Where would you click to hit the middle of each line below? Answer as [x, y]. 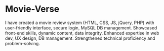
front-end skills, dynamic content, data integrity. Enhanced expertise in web [82, 33]
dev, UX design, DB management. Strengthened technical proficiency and [80, 38]
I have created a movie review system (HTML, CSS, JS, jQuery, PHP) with [80, 23]
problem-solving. [23, 43]
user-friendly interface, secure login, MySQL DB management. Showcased [81, 27]
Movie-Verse [32, 9]
